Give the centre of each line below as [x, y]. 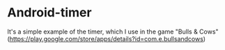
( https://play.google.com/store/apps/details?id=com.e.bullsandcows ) [107, 38]
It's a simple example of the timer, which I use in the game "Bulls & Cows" [113, 32]
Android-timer [49, 13]
